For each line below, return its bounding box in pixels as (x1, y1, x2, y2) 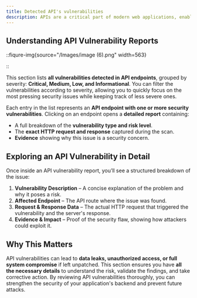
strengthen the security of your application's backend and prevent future (6, 280, 182, 287)
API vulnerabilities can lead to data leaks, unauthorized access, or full (6, 255, 178, 262)
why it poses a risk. (14, 191, 62, 198)
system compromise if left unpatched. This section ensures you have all (6, 261, 182, 268)
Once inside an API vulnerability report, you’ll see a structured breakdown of (6, 167, 191, 174)
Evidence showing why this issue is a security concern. (14, 135, 150, 142)
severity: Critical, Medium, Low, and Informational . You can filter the (6, 81, 174, 88)
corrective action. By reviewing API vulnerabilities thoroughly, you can (6, 273, 175, 280)
